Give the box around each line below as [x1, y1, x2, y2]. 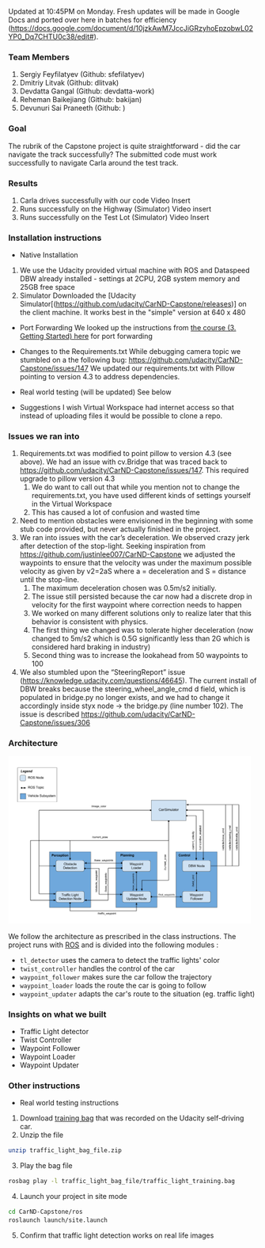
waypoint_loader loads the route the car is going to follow [19, 980, 207, 990]
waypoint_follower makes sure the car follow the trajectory [19, 972, 212, 981]
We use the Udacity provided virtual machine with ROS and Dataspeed [19, 265, 251, 276]
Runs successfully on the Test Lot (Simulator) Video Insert [19, 212, 210, 222]
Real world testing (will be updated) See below [19, 387, 172, 397]
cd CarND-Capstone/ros [8, 1208, 83, 1216]
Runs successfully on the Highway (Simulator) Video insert [19, 204, 212, 213]
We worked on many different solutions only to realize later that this [31, 609, 252, 618]
